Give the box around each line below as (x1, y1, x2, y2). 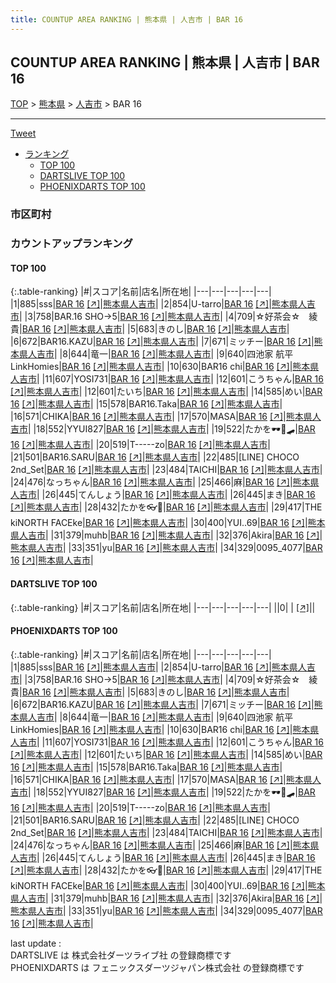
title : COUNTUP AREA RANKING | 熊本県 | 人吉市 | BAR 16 (10, 14, 244, 25)
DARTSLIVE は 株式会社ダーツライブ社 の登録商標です (10, 949, 232, 961)
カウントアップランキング (10, 237, 133, 251)
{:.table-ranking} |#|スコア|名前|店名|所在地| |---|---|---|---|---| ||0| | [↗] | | (10, 601, 316, 613)
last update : (10, 937, 62, 949)
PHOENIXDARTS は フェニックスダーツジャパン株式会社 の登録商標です (10, 961, 305, 973)
